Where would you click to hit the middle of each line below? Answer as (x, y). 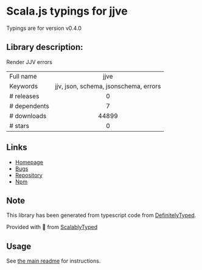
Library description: (45, 47)
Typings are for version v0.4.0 (44, 28)
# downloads (28, 116)
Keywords (24, 86)
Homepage (29, 162)
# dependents (30, 106)
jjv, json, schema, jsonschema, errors (108, 86)
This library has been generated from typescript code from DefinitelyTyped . (101, 215)
